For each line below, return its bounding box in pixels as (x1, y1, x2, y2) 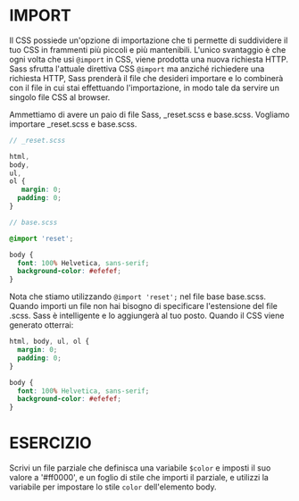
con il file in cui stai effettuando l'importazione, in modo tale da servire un (9, 82, 279, 93)
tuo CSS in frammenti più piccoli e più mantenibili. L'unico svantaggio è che (9, 44, 287, 54)
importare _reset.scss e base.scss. (9, 118, 137, 129)
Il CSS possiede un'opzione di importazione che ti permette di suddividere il (9, 35, 288, 46)
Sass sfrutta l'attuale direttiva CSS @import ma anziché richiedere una (9, 63, 265, 74)
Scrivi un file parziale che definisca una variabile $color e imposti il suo (9, 463, 271, 473)
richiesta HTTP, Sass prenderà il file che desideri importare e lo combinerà (9, 72, 284, 83)
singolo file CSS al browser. (9, 91, 111, 103)
